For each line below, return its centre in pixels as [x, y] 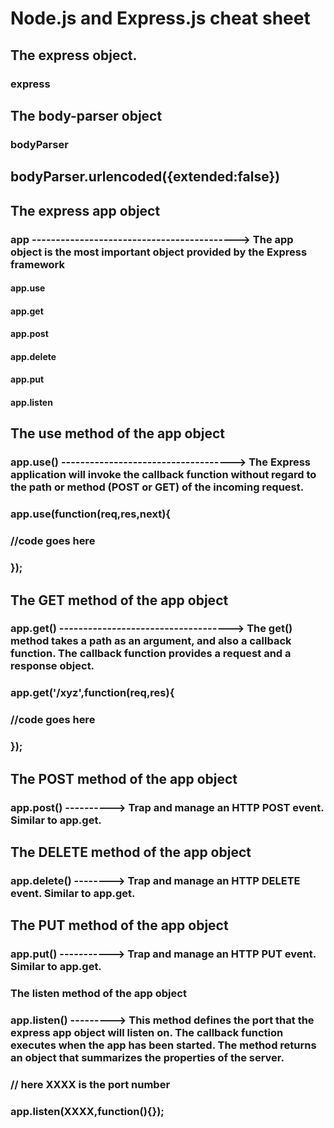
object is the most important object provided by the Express [159, 252]
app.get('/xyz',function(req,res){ [92, 693]
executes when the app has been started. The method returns [163, 1045]
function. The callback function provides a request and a [151, 654]
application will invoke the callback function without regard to [163, 475]
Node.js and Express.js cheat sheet [160, 18]
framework [38, 264]
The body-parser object [86, 115]
